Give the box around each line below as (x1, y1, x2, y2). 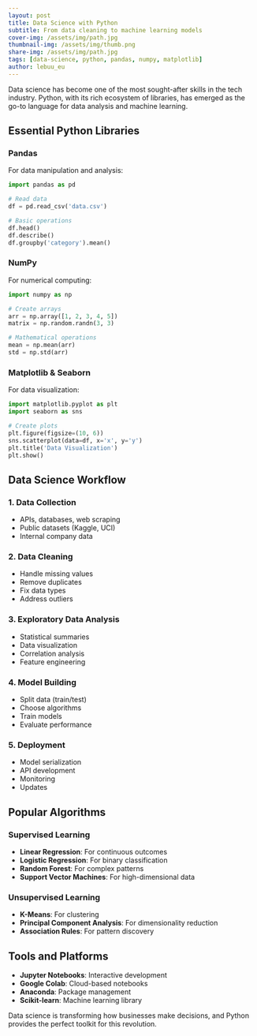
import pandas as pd (8, 181, 76, 189)
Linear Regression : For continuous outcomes (19, 847, 168, 856)
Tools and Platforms (8, 949, 109, 963)
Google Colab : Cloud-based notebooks (19, 979, 148, 989)
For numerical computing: (8, 275, 92, 285)
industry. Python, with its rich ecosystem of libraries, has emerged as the (8, 92, 246, 103)
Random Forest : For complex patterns (19, 863, 144, 873)
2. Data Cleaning (8, 552, 73, 563)
